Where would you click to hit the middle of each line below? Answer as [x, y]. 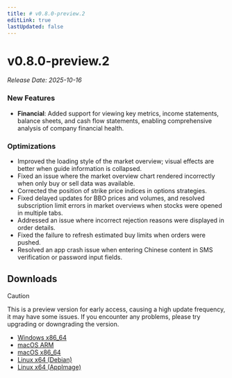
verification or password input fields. [70, 257]
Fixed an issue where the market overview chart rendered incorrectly [116, 176]
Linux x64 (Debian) [45, 359]
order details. [36, 227]
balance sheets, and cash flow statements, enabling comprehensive [115, 121]
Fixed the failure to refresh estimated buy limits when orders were [111, 235]
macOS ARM [35, 345]
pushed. [29, 242]
